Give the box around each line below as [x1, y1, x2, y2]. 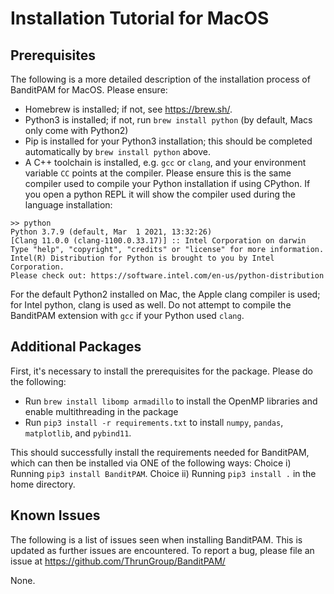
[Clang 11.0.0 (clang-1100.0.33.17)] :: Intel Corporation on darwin [10, 236, 307, 246]
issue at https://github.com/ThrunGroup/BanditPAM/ [10, 555, 226, 567]
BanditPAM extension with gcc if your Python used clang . [10, 310, 245, 321]
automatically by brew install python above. [24, 146, 211, 157]
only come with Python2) [24, 125, 129, 136]
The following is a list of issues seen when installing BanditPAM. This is [10, 533, 303, 546]
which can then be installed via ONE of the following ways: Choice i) [10, 457, 292, 469]
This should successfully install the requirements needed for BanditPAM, [10, 446, 310, 458]
